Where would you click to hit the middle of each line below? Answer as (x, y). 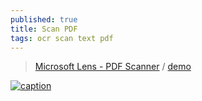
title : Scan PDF (44, 29)
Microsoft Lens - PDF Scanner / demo (113, 67)
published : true (44, 19)
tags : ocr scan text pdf (62, 38)
